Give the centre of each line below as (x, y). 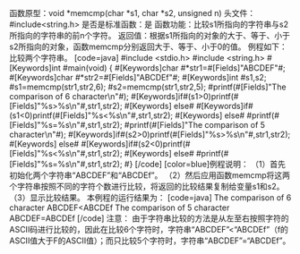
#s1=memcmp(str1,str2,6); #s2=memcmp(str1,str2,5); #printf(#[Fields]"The (148, 87)
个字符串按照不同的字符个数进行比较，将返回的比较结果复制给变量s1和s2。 (147, 186)
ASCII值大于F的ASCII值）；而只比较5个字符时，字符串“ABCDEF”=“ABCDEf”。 (150, 241)
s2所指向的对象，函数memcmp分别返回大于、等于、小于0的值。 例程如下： (149, 47)
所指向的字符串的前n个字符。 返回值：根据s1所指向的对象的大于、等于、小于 (150, 35)
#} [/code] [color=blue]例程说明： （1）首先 (205, 164)
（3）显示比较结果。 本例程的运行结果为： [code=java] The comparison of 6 (150, 198)
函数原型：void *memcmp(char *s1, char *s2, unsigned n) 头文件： (133, 13)
